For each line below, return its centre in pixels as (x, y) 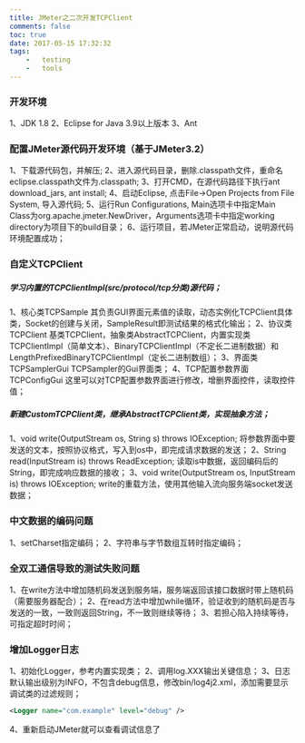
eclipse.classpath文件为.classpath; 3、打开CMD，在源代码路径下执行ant (145, 181)
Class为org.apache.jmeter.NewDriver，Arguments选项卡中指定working (142, 216)
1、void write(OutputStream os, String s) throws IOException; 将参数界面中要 (152, 439)
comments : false (40, 26)
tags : (20, 52)
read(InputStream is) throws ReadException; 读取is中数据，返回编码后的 (144, 461)
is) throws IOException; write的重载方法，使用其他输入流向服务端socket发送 (151, 484)
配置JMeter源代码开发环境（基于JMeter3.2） (110, 149)
